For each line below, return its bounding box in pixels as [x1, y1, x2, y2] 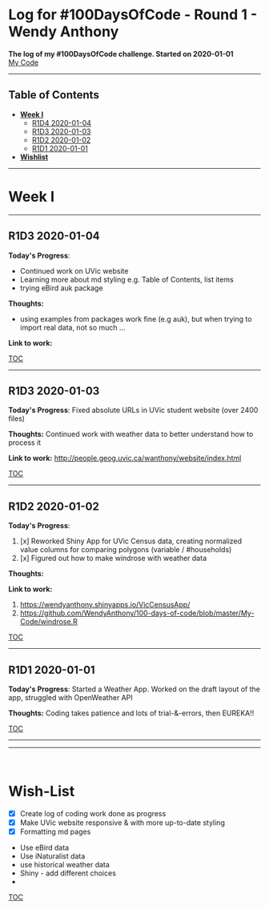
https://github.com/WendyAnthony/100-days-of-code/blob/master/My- [19, 608, 255, 618]
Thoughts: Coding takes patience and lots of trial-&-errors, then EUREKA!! [8, 708, 255, 718]
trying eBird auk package [19, 282, 103, 293]
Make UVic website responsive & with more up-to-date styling [19, 818, 226, 827]
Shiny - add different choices [19, 868, 116, 878]
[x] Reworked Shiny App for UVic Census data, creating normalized [19, 536, 243, 546]
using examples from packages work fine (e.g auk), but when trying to [19, 314, 252, 323]
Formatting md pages [19, 827, 91, 836]
